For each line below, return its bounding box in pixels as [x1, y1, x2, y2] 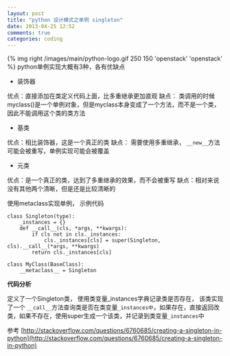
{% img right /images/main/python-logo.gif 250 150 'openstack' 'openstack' [7, 54, 223, 63]
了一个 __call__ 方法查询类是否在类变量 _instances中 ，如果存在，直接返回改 [7, 303, 220, 311]
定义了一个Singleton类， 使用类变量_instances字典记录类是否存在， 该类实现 [7, 295, 224, 303]
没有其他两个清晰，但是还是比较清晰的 [7, 185, 115, 193]
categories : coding [7, 36, 63, 43]
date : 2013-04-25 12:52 [7, 23, 76, 30]
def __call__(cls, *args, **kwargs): [19, 225, 128, 232]
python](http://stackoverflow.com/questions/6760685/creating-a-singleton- [7, 334, 223, 342]
